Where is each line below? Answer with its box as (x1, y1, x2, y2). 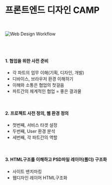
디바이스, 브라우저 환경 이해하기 (12, 76, 73, 82)
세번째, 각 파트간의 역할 (12, 134, 58, 140)
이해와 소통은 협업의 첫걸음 (12, 82, 64, 88)
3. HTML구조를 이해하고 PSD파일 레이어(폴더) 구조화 (5, 156, 108, 162)
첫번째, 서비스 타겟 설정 (12, 122, 58, 128)
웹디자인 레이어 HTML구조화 (12, 175, 68, 181)
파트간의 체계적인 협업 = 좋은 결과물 (12, 88, 82, 94)
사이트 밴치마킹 (12, 168, 42, 174)
